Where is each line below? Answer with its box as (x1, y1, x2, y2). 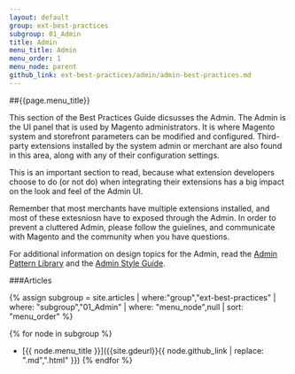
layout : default (9, 12, 69, 22)
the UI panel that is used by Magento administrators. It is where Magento (9, 121, 276, 132)
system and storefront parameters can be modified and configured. (9, 130, 255, 142)
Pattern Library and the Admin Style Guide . (9, 258, 166, 269)
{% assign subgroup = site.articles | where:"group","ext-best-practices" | (9, 292, 276, 302)
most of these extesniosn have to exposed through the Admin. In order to (9, 212, 276, 222)
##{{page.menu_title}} (9, 95, 90, 105)
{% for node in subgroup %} (9, 328, 113, 339)
